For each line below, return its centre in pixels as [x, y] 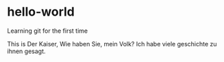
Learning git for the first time [47, 31]
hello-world [41, 12]
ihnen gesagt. [26, 51]
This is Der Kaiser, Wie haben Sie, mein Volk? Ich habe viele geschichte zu [112, 44]
